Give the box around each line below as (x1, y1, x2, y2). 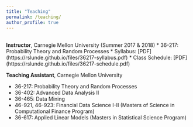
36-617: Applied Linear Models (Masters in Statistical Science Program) (14, 114, 187, 121)
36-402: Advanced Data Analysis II (14, 89, 99, 97)
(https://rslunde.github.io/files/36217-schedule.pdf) (6, 60, 130, 67)
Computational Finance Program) (14, 108, 95, 115)
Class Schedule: (133, 54, 173, 61)
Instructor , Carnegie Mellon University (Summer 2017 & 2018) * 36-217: (6, 42, 179, 49)
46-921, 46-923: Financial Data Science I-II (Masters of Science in (14, 102, 175, 109)
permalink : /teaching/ (6, 14, 61, 20)
